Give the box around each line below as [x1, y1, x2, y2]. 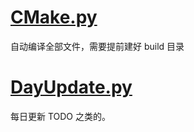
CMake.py [10, 6, 98, 29]
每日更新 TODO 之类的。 [10, 110, 112, 122]
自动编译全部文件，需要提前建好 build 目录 [10, 40, 185, 52]
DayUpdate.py [10, 76, 133, 99]
